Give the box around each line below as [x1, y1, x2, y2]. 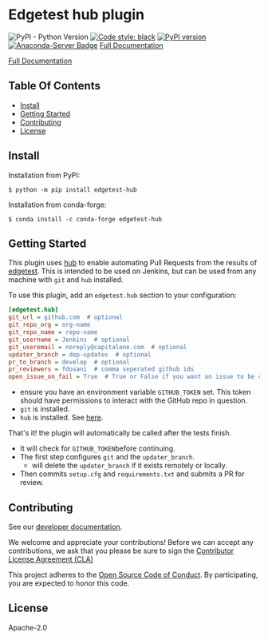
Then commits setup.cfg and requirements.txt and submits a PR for [19, 469, 245, 479]
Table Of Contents [8, 79, 101, 93]
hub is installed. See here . [19, 413, 104, 423]
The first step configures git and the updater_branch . [19, 452, 195, 462]
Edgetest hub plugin [8, 6, 145, 24]
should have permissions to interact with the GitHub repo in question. [19, 396, 248, 405]
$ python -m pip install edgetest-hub [8, 185, 137, 193]
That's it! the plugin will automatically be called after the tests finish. [8, 428, 232, 438]
